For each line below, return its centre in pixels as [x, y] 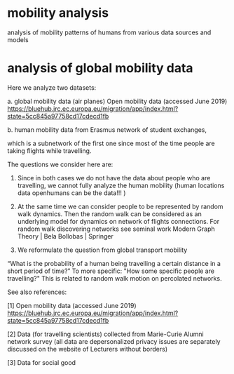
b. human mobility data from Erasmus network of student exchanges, [107, 129]
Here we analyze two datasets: [52, 87]
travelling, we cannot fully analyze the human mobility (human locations [121, 185]
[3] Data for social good [41, 362]
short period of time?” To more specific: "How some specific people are [111, 271]
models [18, 39]
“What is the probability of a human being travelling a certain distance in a [114, 263]
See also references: [37, 292]
